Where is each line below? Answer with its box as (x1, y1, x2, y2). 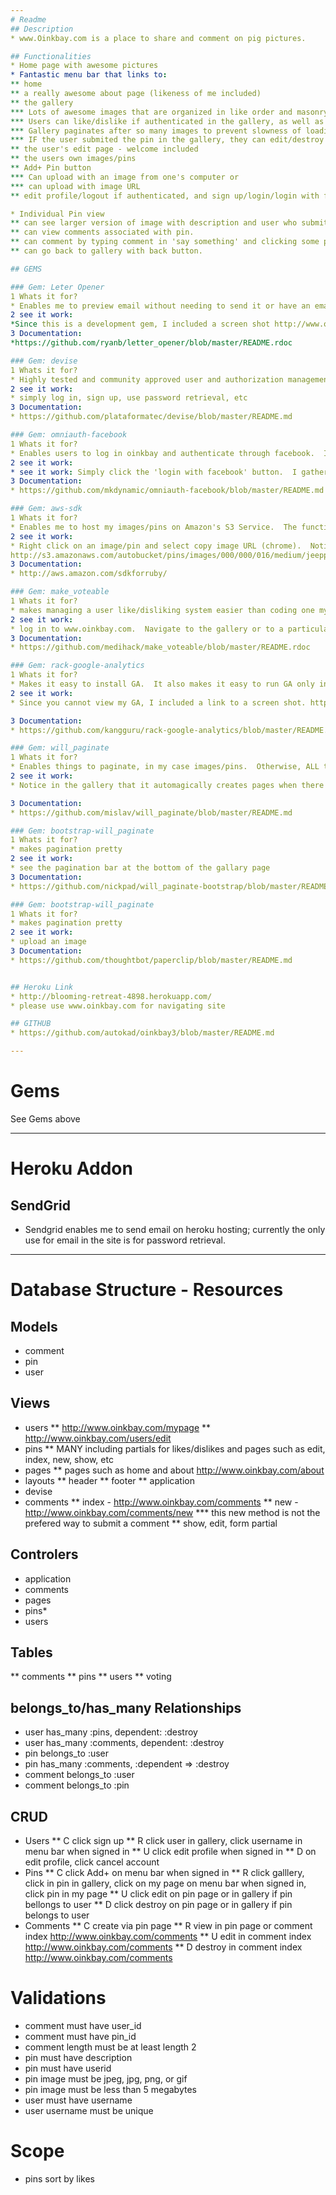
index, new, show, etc (24, 1453, 114, 1465)
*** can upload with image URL (10, 181, 141, 191)
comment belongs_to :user (24, 1769, 135, 1781)
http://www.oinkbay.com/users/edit (24, 1432, 172, 1444)
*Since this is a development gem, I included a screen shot (10, 319, 271, 330)
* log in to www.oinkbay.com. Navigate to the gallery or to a (10, 624, 284, 634)
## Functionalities (10, 51, 92, 61)
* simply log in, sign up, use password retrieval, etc (10, 393, 248, 403)
